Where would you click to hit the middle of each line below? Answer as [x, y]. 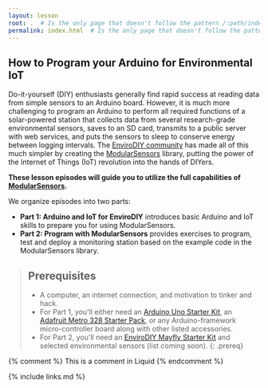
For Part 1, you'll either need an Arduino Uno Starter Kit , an [136, 312]
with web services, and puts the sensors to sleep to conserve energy [122, 137]
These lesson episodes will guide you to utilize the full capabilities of [124, 178]
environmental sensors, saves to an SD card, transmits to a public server [128, 128]
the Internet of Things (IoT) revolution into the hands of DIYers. [111, 162]
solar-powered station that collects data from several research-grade [122, 120]
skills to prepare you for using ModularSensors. [98, 225]
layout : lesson [33, 16]
